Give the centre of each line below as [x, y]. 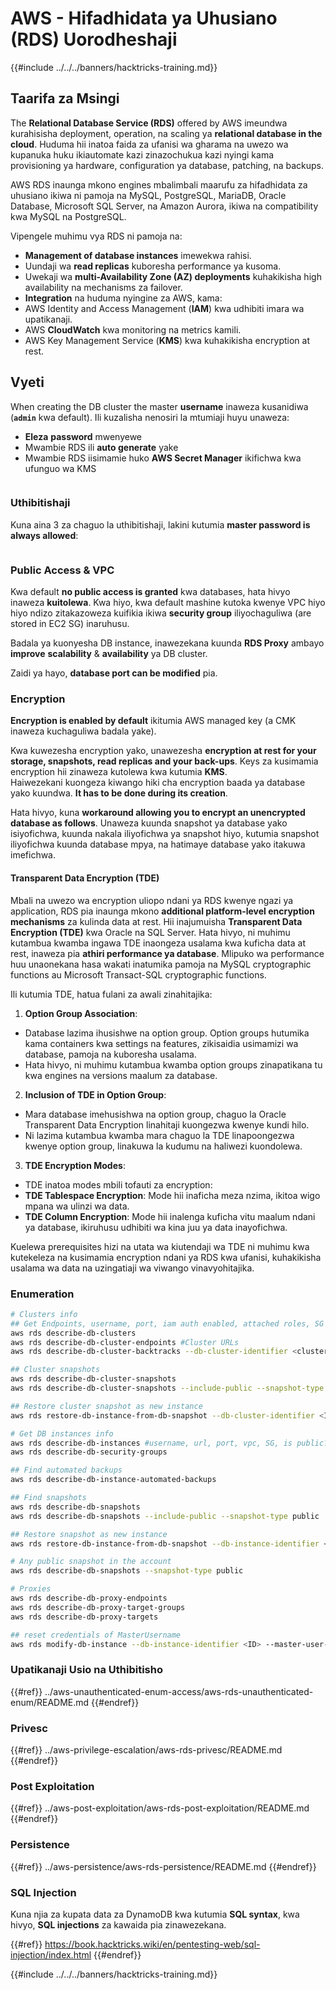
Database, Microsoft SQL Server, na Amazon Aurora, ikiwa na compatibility [164, 206]
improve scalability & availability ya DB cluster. [109, 654]
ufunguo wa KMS [60, 468]
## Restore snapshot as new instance [89, 1534]
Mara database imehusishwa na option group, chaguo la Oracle [155, 1114]
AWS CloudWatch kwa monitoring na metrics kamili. [133, 329]
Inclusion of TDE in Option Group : [95, 1094]
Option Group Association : [81, 1013]
